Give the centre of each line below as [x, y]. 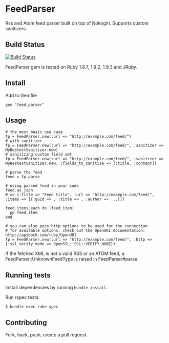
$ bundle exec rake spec [32, 307]
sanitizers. [16, 28]
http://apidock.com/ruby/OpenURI [41, 235]
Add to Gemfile [21, 95]
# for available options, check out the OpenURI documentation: [75, 231]
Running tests [28, 275]
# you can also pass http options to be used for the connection [76, 226]
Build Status [25, 45]
